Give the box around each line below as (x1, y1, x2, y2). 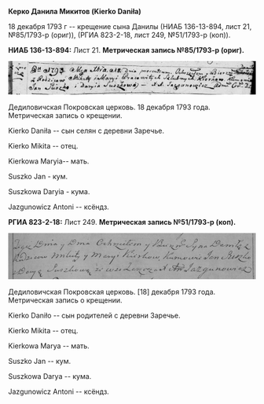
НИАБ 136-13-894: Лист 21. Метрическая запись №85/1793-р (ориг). (8, 46, 245, 54)
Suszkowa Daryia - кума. (8, 186, 90, 196)
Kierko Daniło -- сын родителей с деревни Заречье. (8, 310, 181, 321)
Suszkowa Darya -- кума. (8, 372, 92, 381)
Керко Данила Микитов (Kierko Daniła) (8, 7, 141, 16)
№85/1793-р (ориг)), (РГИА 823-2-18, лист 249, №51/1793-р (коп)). (8, 31, 231, 39)
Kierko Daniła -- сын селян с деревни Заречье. (8, 126, 165, 135)
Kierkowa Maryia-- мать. (8, 156, 90, 166)
